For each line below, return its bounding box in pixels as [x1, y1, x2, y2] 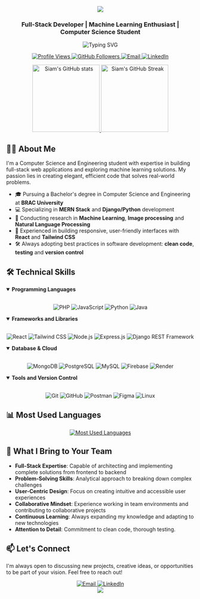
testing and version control [14, 249, 84, 256]
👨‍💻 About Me [6, 143, 56, 154]
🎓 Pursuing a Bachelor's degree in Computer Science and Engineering [14, 191, 190, 198]
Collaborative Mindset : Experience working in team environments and [14, 500, 189, 507]
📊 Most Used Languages [6, 410, 101, 420]
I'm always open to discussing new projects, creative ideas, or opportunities [6, 563, 193, 570]
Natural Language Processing [14, 221, 91, 228]
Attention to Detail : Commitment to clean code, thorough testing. [14, 526, 176, 533]
